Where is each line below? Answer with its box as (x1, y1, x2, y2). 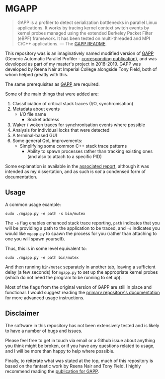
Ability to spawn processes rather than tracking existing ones (27, 148, 153, 154)
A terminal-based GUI (12, 132, 57, 138)
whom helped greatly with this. (5, 71, 69, 77)
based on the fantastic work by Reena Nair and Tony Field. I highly (5, 363, 141, 369)
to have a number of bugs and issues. (5, 328, 82, 334)
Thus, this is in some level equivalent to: (5, 245, 87, 251)
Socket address (27, 116, 60, 122)
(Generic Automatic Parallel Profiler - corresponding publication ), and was (5, 55, 157, 61)
